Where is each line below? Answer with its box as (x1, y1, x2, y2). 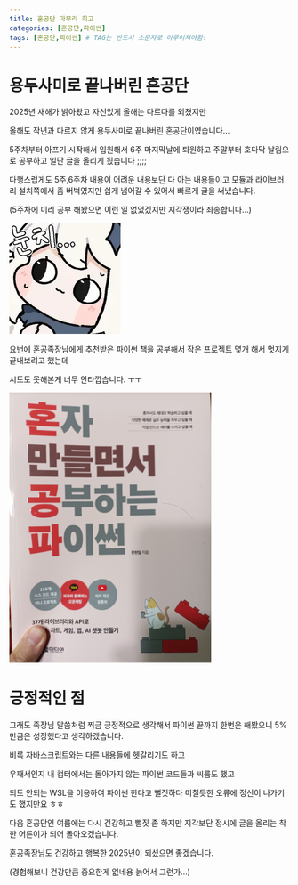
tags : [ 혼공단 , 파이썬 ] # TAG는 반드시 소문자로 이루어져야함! (9, 33, 207, 42)
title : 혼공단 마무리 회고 (9, 14, 94, 23)
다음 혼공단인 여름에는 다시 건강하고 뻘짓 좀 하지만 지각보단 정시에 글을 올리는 (9, 817, 278, 828)
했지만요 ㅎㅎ (18, 799, 65, 809)
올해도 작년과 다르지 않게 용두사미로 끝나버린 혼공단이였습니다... (9, 126, 230, 136)
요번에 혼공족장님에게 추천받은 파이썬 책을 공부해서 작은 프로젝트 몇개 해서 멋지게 (9, 344, 290, 355)
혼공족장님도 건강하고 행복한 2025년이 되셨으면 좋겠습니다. (9, 848, 214, 858)
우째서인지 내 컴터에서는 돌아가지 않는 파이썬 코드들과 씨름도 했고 (9, 768, 236, 779)
